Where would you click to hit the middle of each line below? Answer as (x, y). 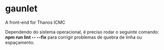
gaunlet (21, 9)
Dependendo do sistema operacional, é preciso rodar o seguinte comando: (82, 32)
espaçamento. (20, 42)
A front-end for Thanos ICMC (35, 22)
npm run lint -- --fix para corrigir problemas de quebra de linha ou (74, 37)
